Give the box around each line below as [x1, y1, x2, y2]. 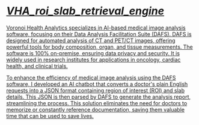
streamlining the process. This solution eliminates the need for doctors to [6, 99, 188, 106]
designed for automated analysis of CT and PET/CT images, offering [6, 37, 176, 44]
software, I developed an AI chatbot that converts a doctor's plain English [6, 80, 188, 88]
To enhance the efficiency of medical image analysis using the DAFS [6, 74, 176, 81]
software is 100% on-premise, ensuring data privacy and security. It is [6, 49, 180, 56]
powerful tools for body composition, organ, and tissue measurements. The [6, 43, 194, 50]
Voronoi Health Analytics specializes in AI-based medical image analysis [6, 24, 186, 31]
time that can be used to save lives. [6, 112, 94, 120]
